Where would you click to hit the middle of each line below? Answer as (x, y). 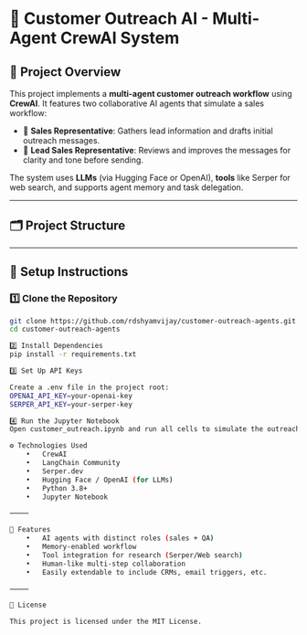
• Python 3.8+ (57, 488)
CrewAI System (120, 38)
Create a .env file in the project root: (90, 387)
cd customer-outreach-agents (65, 329)
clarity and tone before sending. (83, 160)
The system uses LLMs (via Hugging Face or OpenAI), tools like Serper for (150, 178)
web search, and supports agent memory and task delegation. (127, 187)
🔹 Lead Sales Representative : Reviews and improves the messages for (156, 150)
